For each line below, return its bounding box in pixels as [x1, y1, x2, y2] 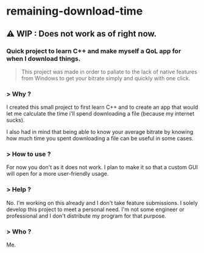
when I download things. [6, 54, 81, 63]
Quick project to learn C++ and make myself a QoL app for [6, 47, 181, 55]
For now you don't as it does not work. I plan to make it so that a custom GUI [6, 164, 198, 171]
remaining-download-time [6, 4, 143, 18]
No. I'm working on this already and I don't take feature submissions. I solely [6, 199, 198, 206]
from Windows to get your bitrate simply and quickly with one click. [21, 74, 191, 81]
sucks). [6, 117, 25, 124]
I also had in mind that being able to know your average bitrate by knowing [6, 128, 194, 136]
